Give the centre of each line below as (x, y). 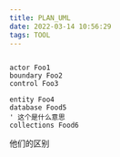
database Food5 (38, 108)
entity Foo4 (32, 100)
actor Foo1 (30, 68)
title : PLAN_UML (40, 18)
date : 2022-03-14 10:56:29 (60, 26)
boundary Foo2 (36, 76)
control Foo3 (34, 84)
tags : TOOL (30, 35)
